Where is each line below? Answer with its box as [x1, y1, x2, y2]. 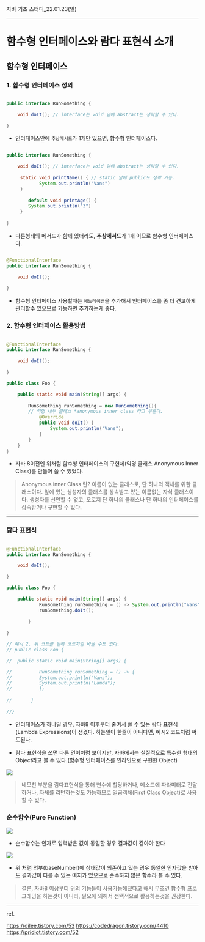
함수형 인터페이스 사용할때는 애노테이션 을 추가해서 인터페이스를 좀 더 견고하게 [15, 297, 196, 305]
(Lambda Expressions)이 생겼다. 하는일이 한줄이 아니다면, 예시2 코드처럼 [15, 728, 190, 735]
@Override [38, 414, 64, 420]
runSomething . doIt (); [38, 607, 95, 614]
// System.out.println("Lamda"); [6, 680, 116, 686]
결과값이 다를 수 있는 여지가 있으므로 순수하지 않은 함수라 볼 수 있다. [21, 872, 183, 879]
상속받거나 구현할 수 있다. [21, 503, 82, 511]
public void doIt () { [38, 420, 95, 426]
